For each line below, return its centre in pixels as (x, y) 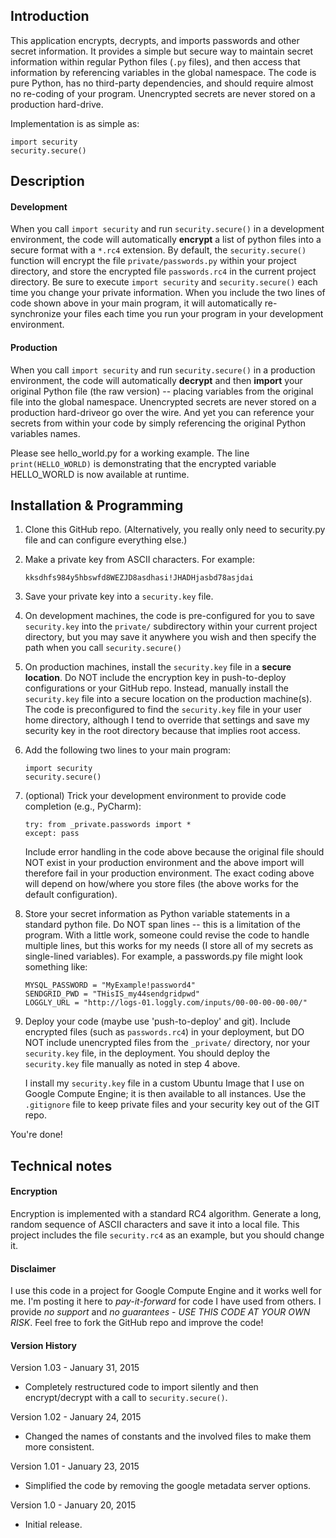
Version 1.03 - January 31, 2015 (75, 1368)
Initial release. (53, 1525)
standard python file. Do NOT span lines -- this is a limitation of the (162, 925)
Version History (43, 1345)
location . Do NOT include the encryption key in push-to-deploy (155, 678)
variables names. (45, 433)
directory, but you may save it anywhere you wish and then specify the (170, 637)
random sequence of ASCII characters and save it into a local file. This (155, 1225)
